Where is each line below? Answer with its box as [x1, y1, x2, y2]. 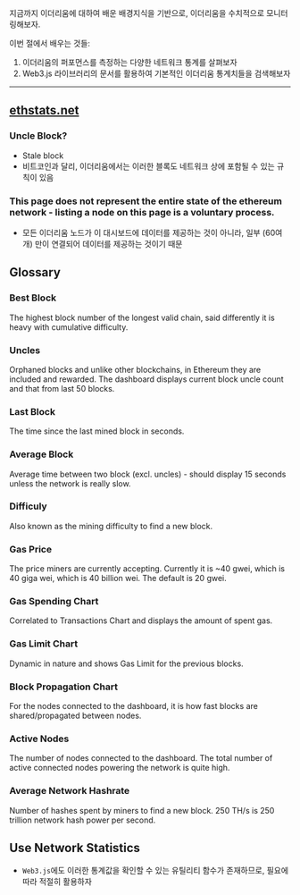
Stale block [21, 150, 64, 161]
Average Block [9, 448, 74, 460]
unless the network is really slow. [9, 477, 131, 489]
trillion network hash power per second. [9, 815, 156, 825]
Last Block [9, 405, 56, 418]
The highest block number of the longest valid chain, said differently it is [9, 312, 275, 323]
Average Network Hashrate [9, 785, 130, 798]
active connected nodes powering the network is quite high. [9, 763, 230, 773]
